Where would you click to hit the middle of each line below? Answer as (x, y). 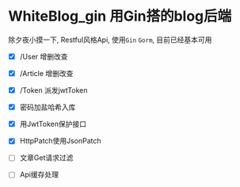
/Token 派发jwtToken (54, 90)
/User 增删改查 (44, 56)
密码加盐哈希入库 (48, 107)
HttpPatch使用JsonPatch (60, 141)
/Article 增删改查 (46, 73)
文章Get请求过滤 (46, 158)
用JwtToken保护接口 (53, 124)
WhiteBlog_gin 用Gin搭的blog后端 (120, 16)
